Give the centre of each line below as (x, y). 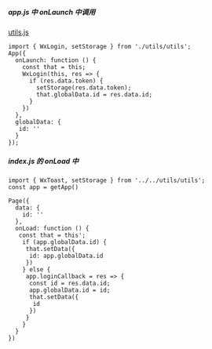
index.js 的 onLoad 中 (44, 161)
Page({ (19, 201)
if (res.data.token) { (66, 81)
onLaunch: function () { (56, 60)
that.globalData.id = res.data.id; (95, 94)
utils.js (18, 32)
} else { (37, 269)
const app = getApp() (44, 187)
